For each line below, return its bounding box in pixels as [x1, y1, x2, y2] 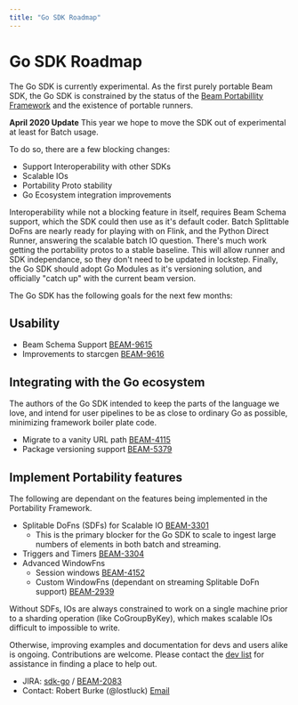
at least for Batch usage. [9, 126, 100, 137]
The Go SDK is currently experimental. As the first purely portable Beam [9, 81, 273, 92]
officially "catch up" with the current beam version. [9, 272, 197, 283]
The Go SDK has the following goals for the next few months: [9, 290, 233, 301]
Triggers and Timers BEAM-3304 [21, 548, 145, 559]
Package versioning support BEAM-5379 [21, 444, 173, 455]
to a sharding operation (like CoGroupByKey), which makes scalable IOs [9, 613, 273, 623]
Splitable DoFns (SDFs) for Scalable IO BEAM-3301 [21, 520, 209, 531]
